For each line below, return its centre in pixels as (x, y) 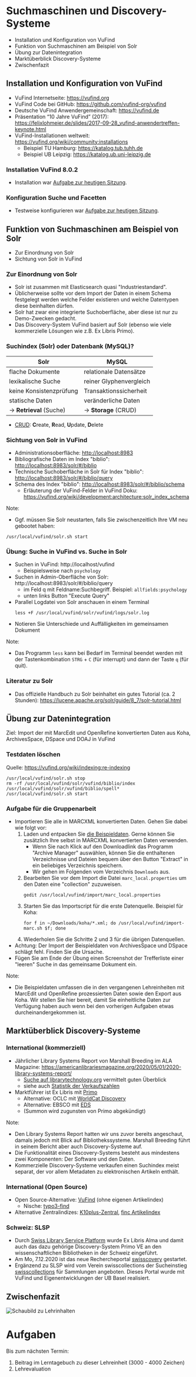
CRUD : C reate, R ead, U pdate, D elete (59, 424)
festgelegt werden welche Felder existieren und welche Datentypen (97, 300)
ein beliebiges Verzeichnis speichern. (78, 866)
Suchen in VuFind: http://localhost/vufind (64, 564)
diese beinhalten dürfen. (44, 306)
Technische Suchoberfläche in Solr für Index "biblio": (79, 472)
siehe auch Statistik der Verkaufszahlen (72, 1086)
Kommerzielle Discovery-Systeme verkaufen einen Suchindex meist (97, 1165)
